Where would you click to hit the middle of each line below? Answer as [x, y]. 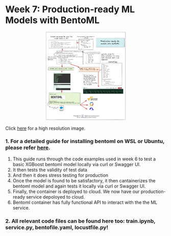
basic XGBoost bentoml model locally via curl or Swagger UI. [77, 164]
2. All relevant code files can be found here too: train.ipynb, [80, 221]
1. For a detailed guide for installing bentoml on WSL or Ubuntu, [85, 141]
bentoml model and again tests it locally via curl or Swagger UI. [79, 186]
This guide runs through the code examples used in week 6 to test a [84, 159]
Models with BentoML [52, 20]
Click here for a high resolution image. [45, 128]
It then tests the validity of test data [50, 170]
